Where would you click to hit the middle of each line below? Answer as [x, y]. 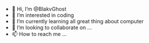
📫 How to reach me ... [39, 34]
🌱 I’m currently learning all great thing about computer [77, 21]
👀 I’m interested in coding [43, 15]
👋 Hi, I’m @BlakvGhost [39, 9]
